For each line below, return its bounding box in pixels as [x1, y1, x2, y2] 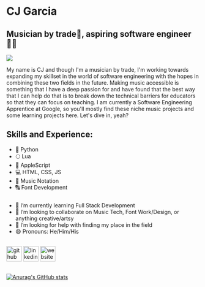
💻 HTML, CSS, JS [15, 168, 62, 175]
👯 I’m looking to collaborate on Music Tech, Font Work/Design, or [15, 209, 179, 216]
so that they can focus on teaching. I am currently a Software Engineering [6, 99, 193, 105]
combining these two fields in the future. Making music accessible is [6, 79, 179, 86]
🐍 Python [15, 145, 39, 153]
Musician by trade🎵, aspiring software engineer [6, 29, 192, 39]
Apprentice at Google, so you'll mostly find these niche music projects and [6, 105, 195, 112]
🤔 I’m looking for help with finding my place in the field [15, 221, 153, 229]
